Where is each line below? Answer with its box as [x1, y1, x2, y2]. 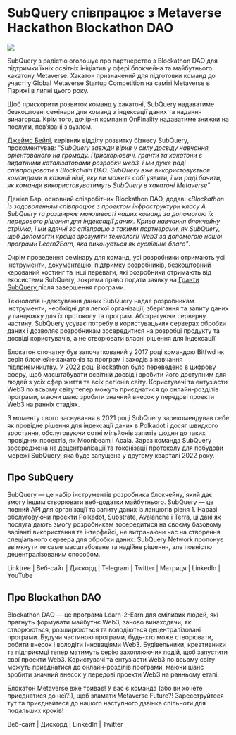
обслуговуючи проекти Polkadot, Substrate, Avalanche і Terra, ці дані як [7, 513, 221, 521]
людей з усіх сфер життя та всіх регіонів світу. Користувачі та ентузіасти [7, 377, 228, 386]
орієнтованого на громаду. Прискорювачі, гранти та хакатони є [7, 151, 203, 159]
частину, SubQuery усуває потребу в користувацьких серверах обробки [7, 319, 227, 327]
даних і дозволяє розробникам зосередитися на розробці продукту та [7, 326, 221, 335]
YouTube [7, 571, 33, 579]
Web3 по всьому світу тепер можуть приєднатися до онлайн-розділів [7, 385, 219, 394]
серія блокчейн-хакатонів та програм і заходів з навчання [7, 355, 183, 363]
